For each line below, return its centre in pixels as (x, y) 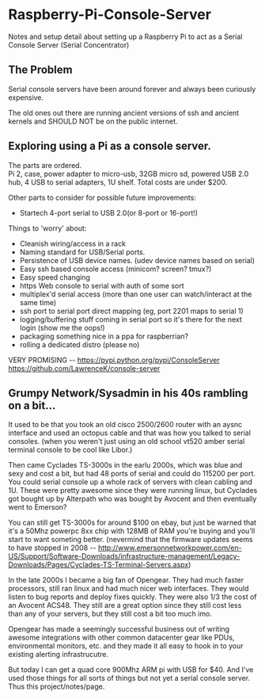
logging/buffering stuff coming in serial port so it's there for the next (131, 319)
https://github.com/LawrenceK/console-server (84, 368)
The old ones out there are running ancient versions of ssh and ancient (124, 113)
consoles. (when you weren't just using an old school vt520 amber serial (127, 441)
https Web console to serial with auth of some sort (102, 285)
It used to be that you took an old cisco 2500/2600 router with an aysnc (125, 425)
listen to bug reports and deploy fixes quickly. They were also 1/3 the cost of (132, 597)
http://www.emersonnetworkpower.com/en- (170, 548)
